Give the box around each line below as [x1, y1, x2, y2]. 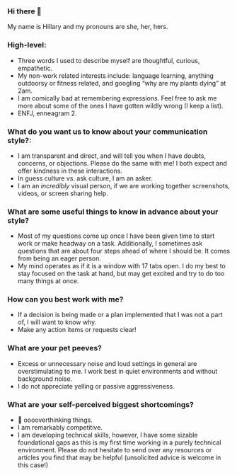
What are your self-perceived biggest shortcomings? [7, 399, 195, 409]
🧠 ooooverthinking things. [17, 416, 93, 424]
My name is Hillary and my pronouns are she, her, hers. [7, 23, 168, 31]
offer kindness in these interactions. [17, 166, 122, 175]
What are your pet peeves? [7, 343, 103, 353]
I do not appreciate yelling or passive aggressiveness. [17, 382, 175, 390]
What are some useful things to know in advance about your [7, 207, 219, 217]
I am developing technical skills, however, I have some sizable [17, 431, 198, 440]
